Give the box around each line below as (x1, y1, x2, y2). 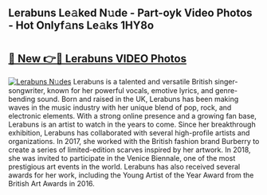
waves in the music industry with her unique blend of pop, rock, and (8, 103, 232, 112)
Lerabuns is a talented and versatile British (73, 77, 213, 86)
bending (8, 95, 36, 103)
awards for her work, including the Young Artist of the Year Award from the (8, 170, 254, 180)
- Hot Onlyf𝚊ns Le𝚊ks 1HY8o (8, 19, 154, 33)
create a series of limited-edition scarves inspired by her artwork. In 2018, (8, 145, 251, 154)
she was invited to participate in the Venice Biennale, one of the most (8, 154, 236, 162)
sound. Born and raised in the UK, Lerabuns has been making (37, 95, 239, 103)
